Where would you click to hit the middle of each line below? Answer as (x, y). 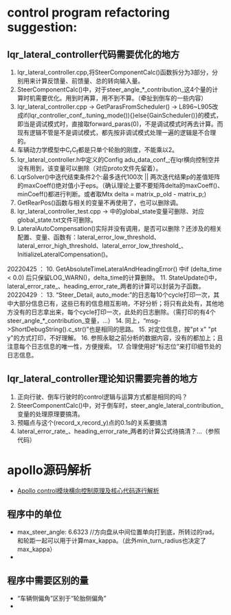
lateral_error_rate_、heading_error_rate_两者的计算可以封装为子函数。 (106, 286)
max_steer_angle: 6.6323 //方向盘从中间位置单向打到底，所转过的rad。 (118, 532)
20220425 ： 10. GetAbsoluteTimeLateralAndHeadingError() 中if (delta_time (114, 269)
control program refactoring (89, 13)
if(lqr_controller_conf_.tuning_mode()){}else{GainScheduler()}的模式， (122, 115)
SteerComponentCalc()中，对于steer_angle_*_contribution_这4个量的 (114, 90)
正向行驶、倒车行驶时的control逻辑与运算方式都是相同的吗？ (102, 397)
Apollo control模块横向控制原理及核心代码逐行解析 (88, 490)
